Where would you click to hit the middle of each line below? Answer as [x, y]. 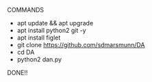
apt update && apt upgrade [55, 23]
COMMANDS [26, 10]
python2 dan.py [39, 59]
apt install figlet [39, 38]
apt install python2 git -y [52, 30]
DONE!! [17, 72]
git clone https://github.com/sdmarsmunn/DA [81, 45]
